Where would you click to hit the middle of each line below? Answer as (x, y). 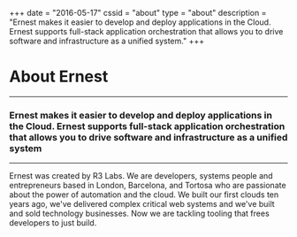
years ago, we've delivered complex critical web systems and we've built (142, 204)
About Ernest (59, 76)
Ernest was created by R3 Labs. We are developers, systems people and (141, 176)
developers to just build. (53, 223)
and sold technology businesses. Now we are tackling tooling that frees (139, 214)
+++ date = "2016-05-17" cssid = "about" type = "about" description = (138, 13)
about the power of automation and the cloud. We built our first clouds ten (144, 195)
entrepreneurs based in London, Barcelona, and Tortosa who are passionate (148, 186)
